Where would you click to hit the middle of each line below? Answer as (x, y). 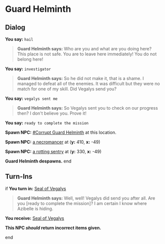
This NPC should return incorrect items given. (53, 228)
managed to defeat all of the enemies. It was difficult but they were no (88, 83)
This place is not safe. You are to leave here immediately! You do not (87, 54)
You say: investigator (28, 69)
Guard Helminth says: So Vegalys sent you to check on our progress (87, 108)
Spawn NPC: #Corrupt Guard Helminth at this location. (61, 132)
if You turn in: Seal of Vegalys (36, 188)
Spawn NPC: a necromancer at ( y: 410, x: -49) (53, 142)
